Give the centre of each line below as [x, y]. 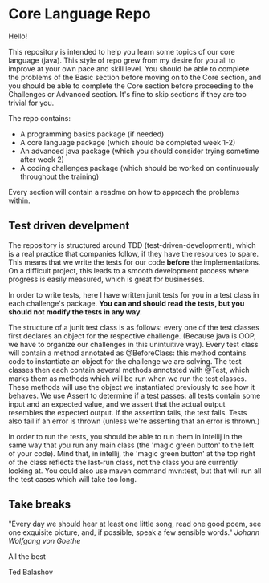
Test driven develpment [69, 226]
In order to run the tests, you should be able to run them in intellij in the [125, 436]
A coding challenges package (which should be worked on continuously [139, 168]
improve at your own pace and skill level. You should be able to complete [129, 68]
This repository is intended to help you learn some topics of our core [122, 51]
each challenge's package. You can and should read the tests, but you [126, 303]
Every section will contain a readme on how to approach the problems [124, 192]
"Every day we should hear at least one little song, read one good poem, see [135, 524]
